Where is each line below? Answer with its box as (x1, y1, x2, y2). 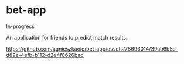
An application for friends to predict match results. (6, 34, 128, 41)
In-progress (6, 23, 35, 30)
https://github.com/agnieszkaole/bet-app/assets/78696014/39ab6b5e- (6, 45, 179, 52)
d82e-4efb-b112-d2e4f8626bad (6, 51, 84, 58)
